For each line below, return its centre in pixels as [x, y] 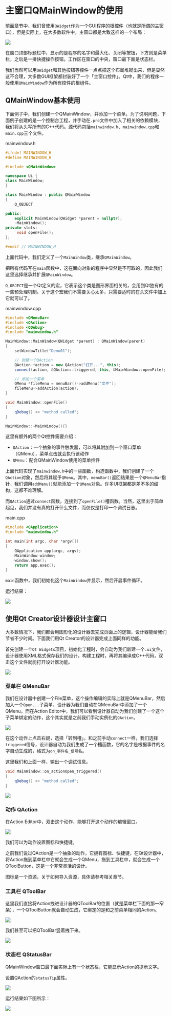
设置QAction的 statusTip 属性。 [38, 978]
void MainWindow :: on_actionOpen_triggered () [53, 772]
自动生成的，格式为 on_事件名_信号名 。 [48, 751]
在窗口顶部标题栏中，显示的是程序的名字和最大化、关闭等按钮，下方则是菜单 [86, 52]
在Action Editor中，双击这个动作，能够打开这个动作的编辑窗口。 [73, 822]
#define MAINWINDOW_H [28, 157]
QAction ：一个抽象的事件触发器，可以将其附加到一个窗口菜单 [77, 447]
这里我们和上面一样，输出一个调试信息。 [48, 762]
